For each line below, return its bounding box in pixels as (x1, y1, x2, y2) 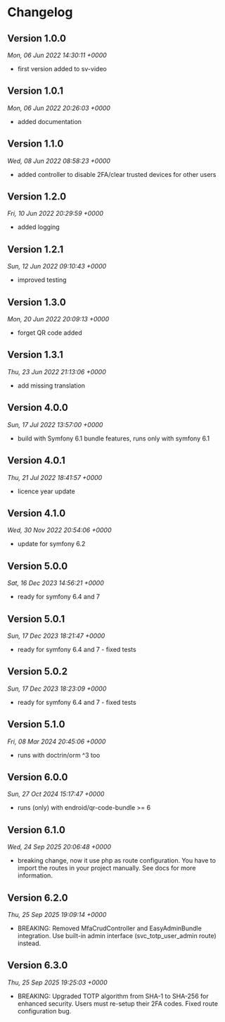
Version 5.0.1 (7, 612, 65, 624)
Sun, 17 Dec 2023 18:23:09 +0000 (7, 684, 107, 693)
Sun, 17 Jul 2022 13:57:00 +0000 (7, 420, 103, 429)
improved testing (17, 276, 67, 284)
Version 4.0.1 (7, 455, 65, 467)
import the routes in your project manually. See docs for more (17, 864, 196, 873)
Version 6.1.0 (7, 824, 65, 836)
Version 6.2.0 (7, 892, 68, 904)
